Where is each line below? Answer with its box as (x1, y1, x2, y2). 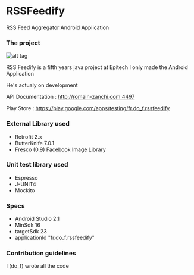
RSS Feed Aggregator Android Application (6, 24, 109, 31)
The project (6, 39, 40, 47)
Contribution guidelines (6, 249, 76, 257)
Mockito (14, 186, 35, 194)
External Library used (6, 120, 70, 128)
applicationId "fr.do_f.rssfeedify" (14, 234, 95, 242)
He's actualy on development (6, 82, 79, 89)
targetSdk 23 (14, 228, 48, 235)
